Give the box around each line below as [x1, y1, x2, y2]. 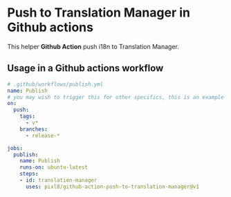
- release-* [25, 132, 60, 139]
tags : [19, 113, 36, 120]
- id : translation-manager [19, 177, 98, 184]
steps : [19, 171, 39, 178]
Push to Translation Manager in [7, 5, 190, 21]
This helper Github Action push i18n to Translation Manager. [7, 42, 180, 50]
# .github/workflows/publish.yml [7, 81, 104, 88]
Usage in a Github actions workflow [7, 62, 164, 74]
